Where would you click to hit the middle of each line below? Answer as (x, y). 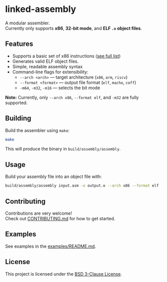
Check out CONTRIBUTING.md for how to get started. (60, 218)
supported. (16, 103)
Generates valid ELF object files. (45, 61)
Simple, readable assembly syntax (47, 66)
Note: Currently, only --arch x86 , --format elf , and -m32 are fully (72, 97)
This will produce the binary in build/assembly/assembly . (63, 149)
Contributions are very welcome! (39, 213)
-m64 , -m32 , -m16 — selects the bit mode (60, 88)
